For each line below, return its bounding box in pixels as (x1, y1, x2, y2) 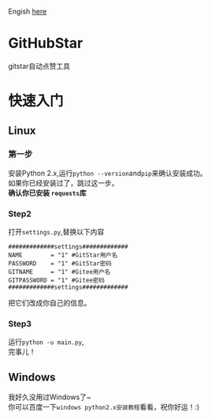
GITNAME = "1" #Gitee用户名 (8, 268, 111, 276)
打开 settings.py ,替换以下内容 (8, 227, 105, 237)
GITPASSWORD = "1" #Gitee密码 (8, 276, 105, 285)
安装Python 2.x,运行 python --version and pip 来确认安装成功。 (8, 168, 207, 178)
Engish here (8, 7, 47, 16)
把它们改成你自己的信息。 (8, 298, 91, 308)
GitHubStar (8, 35, 83, 52)
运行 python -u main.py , (8, 337, 84, 346)
